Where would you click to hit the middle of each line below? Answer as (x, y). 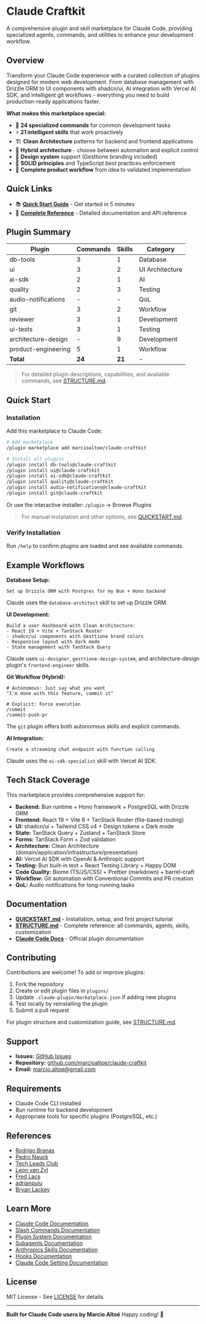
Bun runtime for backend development (64, 1110)
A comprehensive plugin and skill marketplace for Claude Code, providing (100, 28)
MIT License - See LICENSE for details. (56, 1296)
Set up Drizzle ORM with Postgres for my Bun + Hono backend (86, 592)
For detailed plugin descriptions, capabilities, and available (95, 375)
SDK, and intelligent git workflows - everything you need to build (88, 95)
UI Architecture (161, 270)
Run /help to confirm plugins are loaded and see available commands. (95, 546)
